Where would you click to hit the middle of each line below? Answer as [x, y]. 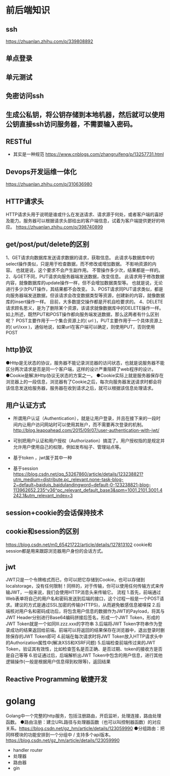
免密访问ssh [25, 96]
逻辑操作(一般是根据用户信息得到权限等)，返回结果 [58, 662]
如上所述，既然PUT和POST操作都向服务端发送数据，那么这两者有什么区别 [82, 314]
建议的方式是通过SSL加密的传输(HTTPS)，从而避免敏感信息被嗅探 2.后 [88, 605]
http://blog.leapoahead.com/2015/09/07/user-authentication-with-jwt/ [86, 430]
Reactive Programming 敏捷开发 [56, 679]
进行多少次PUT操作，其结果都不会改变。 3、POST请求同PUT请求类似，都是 [84, 289]
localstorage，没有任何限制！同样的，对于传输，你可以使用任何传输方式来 [83, 586]
